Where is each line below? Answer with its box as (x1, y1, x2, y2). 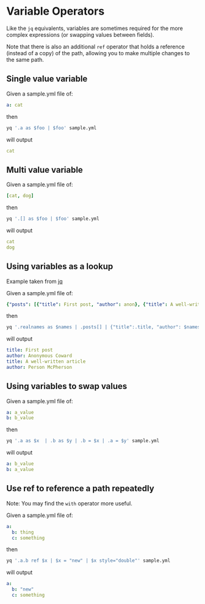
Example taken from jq (6, 277, 63, 285)
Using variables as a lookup (6, 262, 113, 272)
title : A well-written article (6, 358, 86, 364)
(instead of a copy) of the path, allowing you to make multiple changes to (6, 49, 190, 56)
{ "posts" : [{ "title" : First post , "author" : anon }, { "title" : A (6, 301, 173, 308)
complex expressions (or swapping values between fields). (6, 31, 154, 38)
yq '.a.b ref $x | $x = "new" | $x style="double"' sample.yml (6, 557, 171, 564)
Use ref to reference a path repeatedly (6, 483, 154, 494)
